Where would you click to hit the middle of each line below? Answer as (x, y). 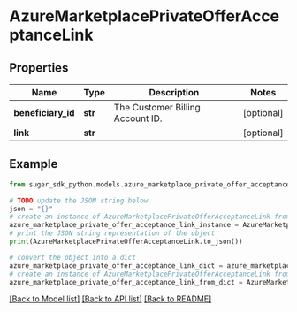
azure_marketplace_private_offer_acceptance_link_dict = (116, 266)
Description (174, 92)
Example (34, 164)
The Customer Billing (157, 107)
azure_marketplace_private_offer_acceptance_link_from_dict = (126, 282)
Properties (39, 68)
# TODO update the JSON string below (79, 201)
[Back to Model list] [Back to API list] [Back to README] (110, 299)
